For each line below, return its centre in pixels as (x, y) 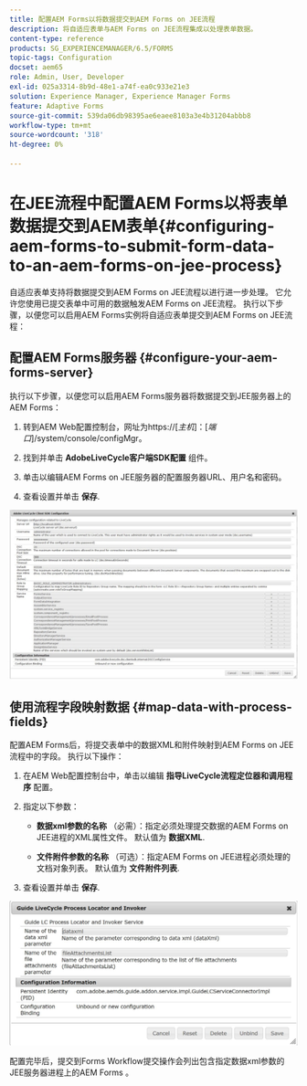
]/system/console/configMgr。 (89, 438)
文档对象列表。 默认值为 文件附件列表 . (108, 869)
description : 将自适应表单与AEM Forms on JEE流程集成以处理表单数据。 (133, 29)
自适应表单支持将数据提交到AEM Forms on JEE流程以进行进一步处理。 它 (147, 291)
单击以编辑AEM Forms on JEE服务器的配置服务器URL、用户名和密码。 (154, 477)
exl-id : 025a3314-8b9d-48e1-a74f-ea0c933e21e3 (100, 87)
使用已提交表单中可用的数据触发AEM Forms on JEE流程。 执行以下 (150, 303)
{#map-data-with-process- (212, 706)
